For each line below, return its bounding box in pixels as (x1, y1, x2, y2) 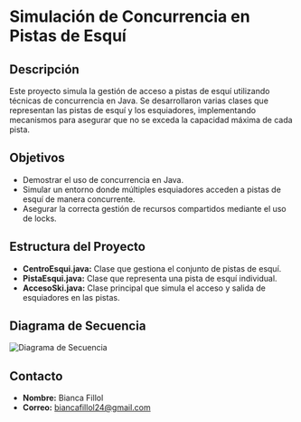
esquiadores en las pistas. (22, 292, 120, 302)
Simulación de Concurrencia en (9, 6, 250, 27)
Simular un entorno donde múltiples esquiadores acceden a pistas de (22, 184, 282, 195)
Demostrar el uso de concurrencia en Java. (22, 174, 183, 185)
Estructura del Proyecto (9, 239, 146, 254)
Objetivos (9, 150, 65, 166)
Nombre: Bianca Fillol (22, 392, 104, 404)
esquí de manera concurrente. (22, 193, 136, 205)
